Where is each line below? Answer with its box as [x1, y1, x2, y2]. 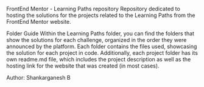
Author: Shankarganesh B [6, 74, 71, 81]
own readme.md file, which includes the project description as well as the [6, 56, 191, 63]
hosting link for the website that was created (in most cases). [6, 62, 160, 69]
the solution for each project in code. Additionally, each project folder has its [6, 49, 198, 57]
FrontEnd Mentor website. [6, 18, 71, 25]
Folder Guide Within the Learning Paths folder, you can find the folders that [6, 30, 195, 37]
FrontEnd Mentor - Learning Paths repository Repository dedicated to [6, 5, 181, 12]
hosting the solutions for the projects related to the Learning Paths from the [6, 12, 196, 19]
